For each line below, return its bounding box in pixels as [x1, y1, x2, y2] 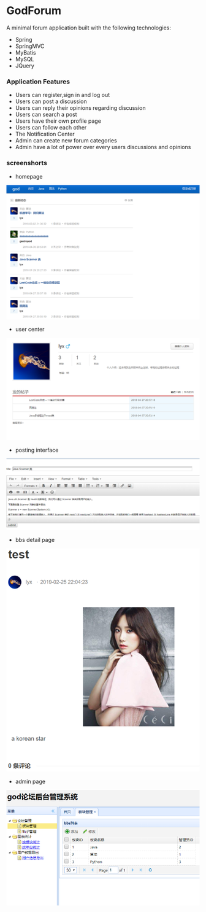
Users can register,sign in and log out [15, 91, 110, 99]
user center [15, 326, 45, 333]
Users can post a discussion [15, 98, 87, 105]
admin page [15, 778, 46, 785]
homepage [15, 172, 43, 180]
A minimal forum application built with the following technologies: [6, 24, 172, 31]
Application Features [6, 77, 71, 86]
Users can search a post [15, 111, 78, 118]
